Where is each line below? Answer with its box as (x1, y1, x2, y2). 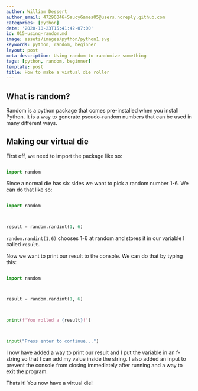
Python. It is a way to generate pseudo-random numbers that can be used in (6, 113, 192, 120)
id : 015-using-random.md (6, 31, 67, 37)
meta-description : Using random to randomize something (6, 53, 147, 59)
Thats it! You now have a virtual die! (6, 380, 93, 386)
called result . (6, 241, 40, 248)
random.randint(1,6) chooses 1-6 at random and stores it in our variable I (6, 235, 185, 242)
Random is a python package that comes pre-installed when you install (6, 107, 179, 114)
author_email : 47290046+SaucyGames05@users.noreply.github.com (6, 14, 165, 20)
